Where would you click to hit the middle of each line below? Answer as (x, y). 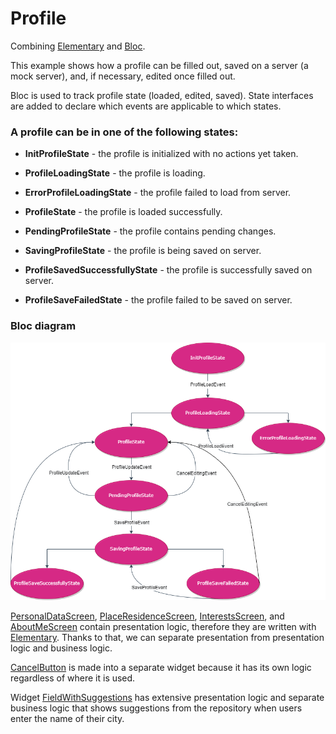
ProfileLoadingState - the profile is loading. (115, 173)
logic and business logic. (61, 648)
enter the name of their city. (67, 719)
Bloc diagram (43, 326)
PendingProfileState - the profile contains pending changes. (150, 231)
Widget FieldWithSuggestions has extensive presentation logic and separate (167, 698)
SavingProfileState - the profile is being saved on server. (143, 251)
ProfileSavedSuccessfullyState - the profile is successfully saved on (168, 270)
